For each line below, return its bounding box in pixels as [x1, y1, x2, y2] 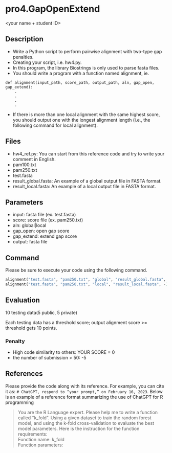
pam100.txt [12, 162, 37, 168]
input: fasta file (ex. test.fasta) [12, 212, 76, 218]
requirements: [17, 431, 48, 437]
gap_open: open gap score [12, 228, 70, 234]
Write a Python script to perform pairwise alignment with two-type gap [12, 48, 162, 54]
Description [5, 35, 44, 43]
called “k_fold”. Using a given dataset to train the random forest [17, 415, 152, 421]
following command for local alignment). [12, 122, 98, 128]
